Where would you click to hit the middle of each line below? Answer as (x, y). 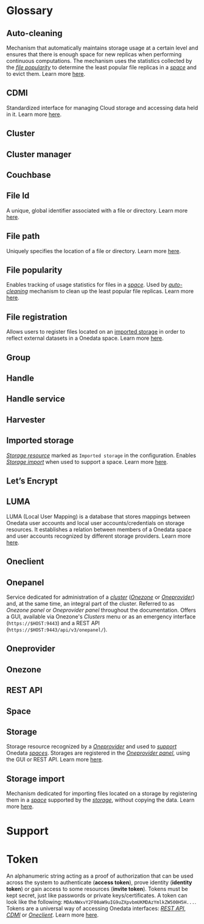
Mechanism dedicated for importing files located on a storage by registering (102, 794)
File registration (37, 317)
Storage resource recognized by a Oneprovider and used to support (91, 747)
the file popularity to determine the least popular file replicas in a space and (101, 67)
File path (23, 236)
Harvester (26, 420)
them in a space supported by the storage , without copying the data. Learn (100, 800)
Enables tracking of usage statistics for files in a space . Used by (87, 285)
